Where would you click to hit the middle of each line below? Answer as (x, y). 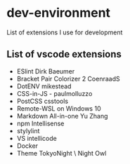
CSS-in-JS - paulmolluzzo (54, 93)
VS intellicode (37, 138)
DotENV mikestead (44, 86)
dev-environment (58, 13)
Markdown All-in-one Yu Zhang (62, 116)
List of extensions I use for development (65, 32)
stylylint (28, 130)
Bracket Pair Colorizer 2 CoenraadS (68, 78)
